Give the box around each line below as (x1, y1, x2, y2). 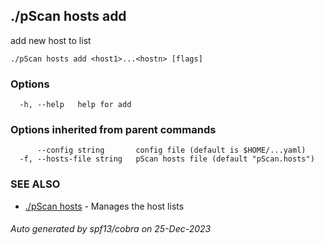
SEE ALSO (10, 177, 61, 191)
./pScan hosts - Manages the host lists (24, 200, 185, 212)
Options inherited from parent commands (10, 123, 217, 137)
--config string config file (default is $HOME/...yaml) (36, 145, 307, 156)
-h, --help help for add (19, 100, 132, 110)
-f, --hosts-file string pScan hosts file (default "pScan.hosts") (19, 154, 315, 164)
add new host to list (10, 34, 92, 46)
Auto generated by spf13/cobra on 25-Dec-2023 (10, 223, 212, 235)
